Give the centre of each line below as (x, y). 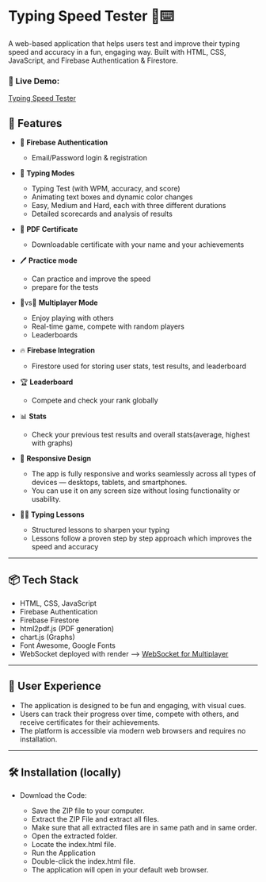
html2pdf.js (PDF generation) (67, 628)
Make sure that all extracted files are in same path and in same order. (144, 828)
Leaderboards (54, 335)
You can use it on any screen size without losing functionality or (135, 491)
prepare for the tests (65, 287)
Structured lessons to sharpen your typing (101, 530)
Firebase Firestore (49, 620)
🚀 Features (35, 123)
